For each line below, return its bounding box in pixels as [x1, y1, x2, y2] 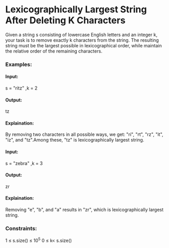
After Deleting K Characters [5, 14, 125, 26]
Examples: [5, 61, 32, 68]
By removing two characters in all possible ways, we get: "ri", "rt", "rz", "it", [5, 131, 164, 137]
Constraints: [5, 225, 37, 232]
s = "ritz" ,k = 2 [5, 85, 38, 91]
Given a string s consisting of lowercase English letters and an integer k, [5, 31, 158, 38]
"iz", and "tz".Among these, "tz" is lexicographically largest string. [5, 137, 144, 143]
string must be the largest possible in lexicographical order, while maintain [5, 42, 162, 48]
